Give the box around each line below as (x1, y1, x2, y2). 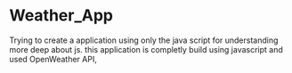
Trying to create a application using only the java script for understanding (9, 35, 279, 45)
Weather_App (9, 5, 114, 26)
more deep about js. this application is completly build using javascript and (9, 44, 283, 54)
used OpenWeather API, (9, 53, 98, 64)
